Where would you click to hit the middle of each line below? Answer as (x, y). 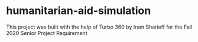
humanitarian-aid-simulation (79, 11)
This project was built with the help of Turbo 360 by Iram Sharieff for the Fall (99, 27)
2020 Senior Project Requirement (47, 33)
